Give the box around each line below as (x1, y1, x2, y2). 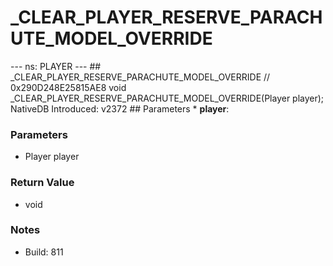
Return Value (10, 176, 75, 190)
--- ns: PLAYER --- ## (10, 60, 102, 72)
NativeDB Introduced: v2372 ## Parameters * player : (10, 102, 230, 115)
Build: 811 (24, 246, 64, 258)
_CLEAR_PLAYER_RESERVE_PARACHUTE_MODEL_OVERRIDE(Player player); (10, 92, 325, 104)
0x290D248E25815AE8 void (10, 81, 127, 93)
